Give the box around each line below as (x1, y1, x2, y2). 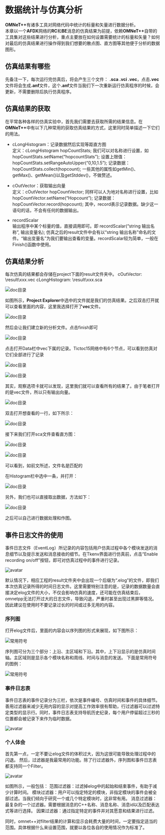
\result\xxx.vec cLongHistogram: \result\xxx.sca (5, 277, 103, 283)
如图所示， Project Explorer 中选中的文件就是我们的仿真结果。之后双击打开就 (5, 297, 160, 303)
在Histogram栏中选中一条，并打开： (5, 473, 78, 479)
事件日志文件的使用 (5, 531, 63, 539)
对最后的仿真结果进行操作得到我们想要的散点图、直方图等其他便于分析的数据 (5, 40, 160, 46)
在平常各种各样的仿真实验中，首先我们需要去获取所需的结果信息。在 (5, 118, 143, 124)
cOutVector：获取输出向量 (12, 182, 66, 188)
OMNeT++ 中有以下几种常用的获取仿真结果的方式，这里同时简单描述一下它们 (5, 124, 160, 131)
